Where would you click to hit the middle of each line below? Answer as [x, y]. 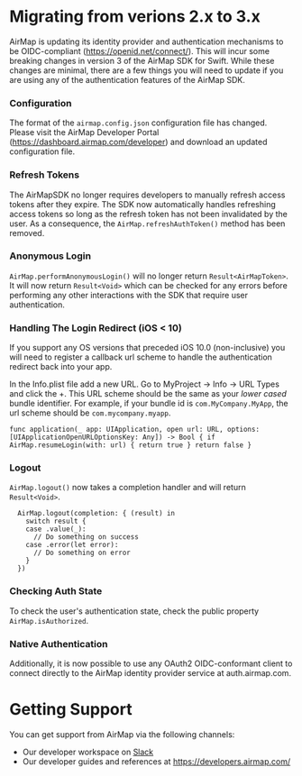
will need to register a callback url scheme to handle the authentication [141, 357]
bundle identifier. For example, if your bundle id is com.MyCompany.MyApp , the [149, 404]
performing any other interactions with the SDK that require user [128, 295]
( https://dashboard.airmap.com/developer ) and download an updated [138, 142]
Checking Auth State [56, 591]
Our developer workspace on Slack [88, 752]
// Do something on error [82, 553]
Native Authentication [59, 644]
